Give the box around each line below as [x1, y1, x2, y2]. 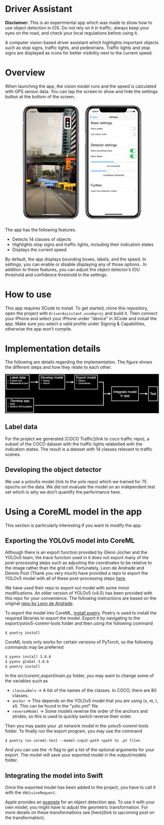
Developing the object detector [5, 466, 102, 474]
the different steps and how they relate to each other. [5, 364, 112, 370]
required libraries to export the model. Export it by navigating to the [5, 615, 141, 621]
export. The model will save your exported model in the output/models [5, 752, 146, 758]
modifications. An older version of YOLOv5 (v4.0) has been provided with [5, 590, 153, 596]
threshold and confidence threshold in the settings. [5, 272, 108, 278]
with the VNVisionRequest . [5, 790, 57, 796]
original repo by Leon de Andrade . [5, 601, 74, 607]
